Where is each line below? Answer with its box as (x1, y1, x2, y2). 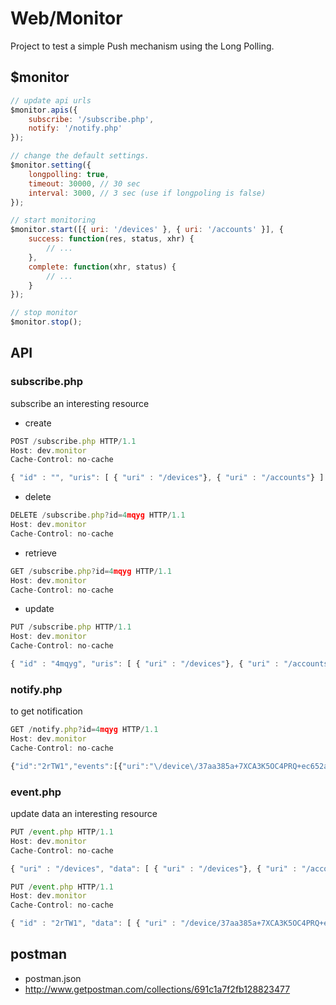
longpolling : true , (28, 169, 110, 179)
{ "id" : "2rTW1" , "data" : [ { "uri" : (10, 918, 177, 929)
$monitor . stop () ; (10, 317, 83, 327)
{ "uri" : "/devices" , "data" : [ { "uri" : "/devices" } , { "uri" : (10, 863, 298, 874)
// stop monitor (10, 308, 78, 318)
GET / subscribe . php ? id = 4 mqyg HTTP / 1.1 (10, 566, 172, 576)
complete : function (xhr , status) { (28, 262, 177, 272)
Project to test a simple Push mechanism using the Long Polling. (10, 40, 275, 52)
